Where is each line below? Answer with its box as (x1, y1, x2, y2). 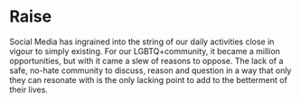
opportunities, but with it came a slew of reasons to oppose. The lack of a (9, 55, 284, 66)
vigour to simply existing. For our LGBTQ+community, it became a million (9, 45, 280, 56)
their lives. (9, 84, 48, 95)
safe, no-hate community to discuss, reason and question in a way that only (9, 65, 292, 76)
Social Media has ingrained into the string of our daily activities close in (9, 36, 275, 47)
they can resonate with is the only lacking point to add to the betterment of (9, 74, 287, 85)
